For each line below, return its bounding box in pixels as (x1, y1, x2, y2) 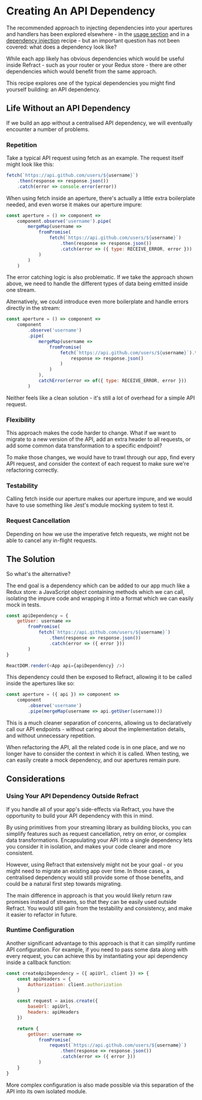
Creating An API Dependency (6, 4, 155, 18)
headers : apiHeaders (28, 1009, 79, 1015)
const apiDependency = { (6, 613, 69, 619)
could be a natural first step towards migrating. (6, 880, 122, 887)
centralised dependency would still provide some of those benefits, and (6, 874, 184, 881)
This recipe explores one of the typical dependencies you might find (6, 79, 176, 87)
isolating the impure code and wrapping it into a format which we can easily (6, 595, 194, 602)
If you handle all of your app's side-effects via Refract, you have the (6, 805, 174, 813)
